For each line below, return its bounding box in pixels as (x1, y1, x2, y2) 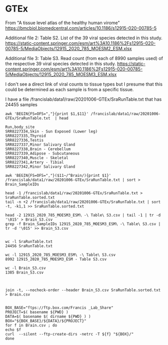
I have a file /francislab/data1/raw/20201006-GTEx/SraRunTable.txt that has (5, 96, 162, 102)
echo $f (5, 327, 22, 332)
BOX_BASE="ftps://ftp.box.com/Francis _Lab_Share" (5, 305, 114, 310)
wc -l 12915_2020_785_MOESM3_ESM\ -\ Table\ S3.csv (5, 252, 116, 257)
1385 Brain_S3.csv (5, 270, 44, 275)
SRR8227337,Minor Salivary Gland (5, 142, 75, 147)
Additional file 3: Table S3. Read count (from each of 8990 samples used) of (5, 55, 163, 61)
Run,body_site (5, 124, 35, 129)
